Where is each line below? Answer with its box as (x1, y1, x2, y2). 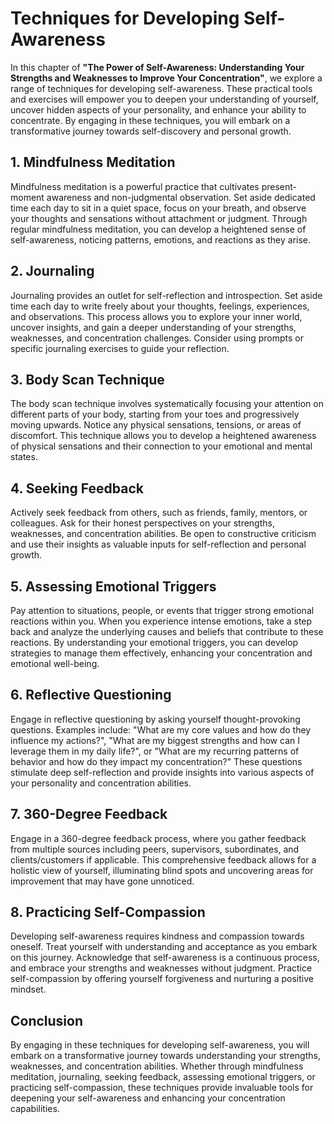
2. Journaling (10, 263, 95, 280)
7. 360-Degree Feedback (10, 806, 168, 823)
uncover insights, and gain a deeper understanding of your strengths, (10, 321, 297, 333)
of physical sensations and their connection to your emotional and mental (10, 440, 313, 452)
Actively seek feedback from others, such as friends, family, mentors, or (10, 507, 308, 519)
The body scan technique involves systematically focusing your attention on (10, 398, 324, 410)
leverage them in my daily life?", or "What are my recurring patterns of (10, 745, 300, 757)
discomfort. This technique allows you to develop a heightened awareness (10, 430, 317, 442)
